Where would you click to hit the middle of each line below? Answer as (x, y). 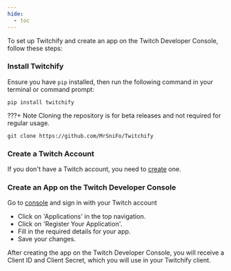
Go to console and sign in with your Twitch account (82, 203)
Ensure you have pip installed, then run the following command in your (111, 81)
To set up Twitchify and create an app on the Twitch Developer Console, (113, 40)
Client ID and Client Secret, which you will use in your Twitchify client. (109, 260)
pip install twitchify (41, 102)
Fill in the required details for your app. (74, 231)
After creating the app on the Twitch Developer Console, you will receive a (116, 253)
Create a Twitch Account (51, 154)
